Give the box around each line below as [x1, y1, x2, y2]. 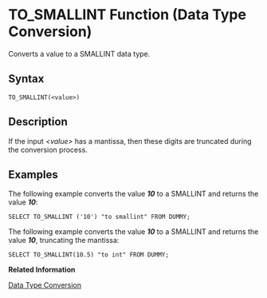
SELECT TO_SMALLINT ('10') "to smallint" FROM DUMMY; [8, 213, 191, 221]
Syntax [8, 72, 45, 85]
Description [8, 115, 68, 129]
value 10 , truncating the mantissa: [8, 236, 120, 245]
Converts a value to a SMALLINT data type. [8, 49, 151, 58]
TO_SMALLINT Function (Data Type [8, 6, 247, 24]
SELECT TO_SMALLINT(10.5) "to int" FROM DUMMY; [8, 251, 170, 259]
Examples [8, 168, 58, 181]
